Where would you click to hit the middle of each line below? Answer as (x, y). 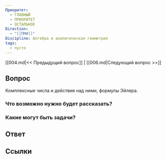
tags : (11, 43)
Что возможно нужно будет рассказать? (59, 104)
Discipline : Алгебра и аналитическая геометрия (57, 39)
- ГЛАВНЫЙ (20, 15)
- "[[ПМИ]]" (23, 34)
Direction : (17, 29)
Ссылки (19, 152)
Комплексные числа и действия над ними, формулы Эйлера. (72, 91)
